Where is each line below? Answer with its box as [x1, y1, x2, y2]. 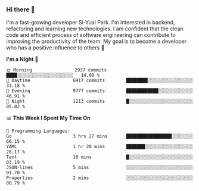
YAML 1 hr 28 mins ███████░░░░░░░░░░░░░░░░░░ [6, 144, 194, 150]
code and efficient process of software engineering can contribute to [6, 32, 176, 39]
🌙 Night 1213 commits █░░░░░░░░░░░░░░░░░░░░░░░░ [6, 98, 194, 105]
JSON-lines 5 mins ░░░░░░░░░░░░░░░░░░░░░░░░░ [6, 165, 194, 171]
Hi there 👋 [6, 5, 36, 14]
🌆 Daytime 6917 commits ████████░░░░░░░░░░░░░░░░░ [6, 77, 194, 84]
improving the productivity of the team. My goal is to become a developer [6, 38, 187, 45]
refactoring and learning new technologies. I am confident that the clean [6, 25, 184, 32]
